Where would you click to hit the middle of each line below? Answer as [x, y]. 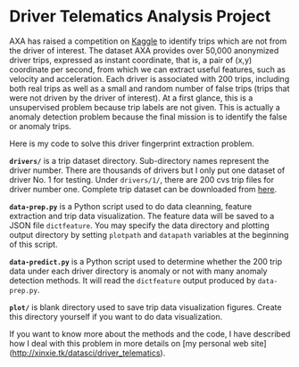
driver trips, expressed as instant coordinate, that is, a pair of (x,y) [131, 60]
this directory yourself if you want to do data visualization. [116, 316]
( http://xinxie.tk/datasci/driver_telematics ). [87, 353]
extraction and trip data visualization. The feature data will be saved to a [142, 216]
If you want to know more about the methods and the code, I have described [150, 334]
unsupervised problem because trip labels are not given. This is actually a [145, 107]
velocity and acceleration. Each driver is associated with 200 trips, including [149, 78]
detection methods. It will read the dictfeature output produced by [133, 280]
